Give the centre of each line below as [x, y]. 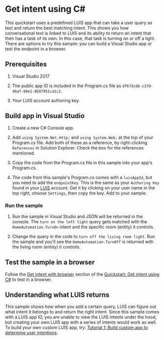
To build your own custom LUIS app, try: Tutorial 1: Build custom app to [77, 328]
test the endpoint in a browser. [36, 49]
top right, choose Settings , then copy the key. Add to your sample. [80, 193]
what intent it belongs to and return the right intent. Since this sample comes [82, 312]
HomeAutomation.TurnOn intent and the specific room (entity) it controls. [83, 227]
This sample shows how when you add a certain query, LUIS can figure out [81, 307]
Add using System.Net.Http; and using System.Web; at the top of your [83, 137]
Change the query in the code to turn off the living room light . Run [83, 236]
